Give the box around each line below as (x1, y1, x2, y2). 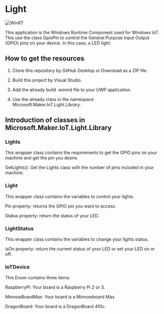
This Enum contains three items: (5, 275, 71, 281)
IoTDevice (5, 263, 30, 270)
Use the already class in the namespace (12, 96, 94, 102)
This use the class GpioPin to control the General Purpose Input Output (5, 35, 150, 41)
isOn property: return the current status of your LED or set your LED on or (5, 246, 155, 252)
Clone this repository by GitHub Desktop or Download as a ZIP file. (12, 67, 148, 73)
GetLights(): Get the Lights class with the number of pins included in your (5, 164, 154, 170)
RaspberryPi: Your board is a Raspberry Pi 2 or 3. (5, 284, 105, 290)
